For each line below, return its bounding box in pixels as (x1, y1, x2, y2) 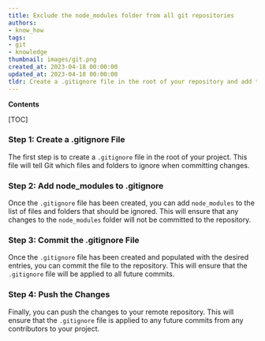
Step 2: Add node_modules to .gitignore (8, 180, 164, 191)
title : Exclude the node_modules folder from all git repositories (8, 11, 235, 20)
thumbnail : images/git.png (8, 56, 97, 64)
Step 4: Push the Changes (8, 289, 110, 300)
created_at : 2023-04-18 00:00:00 (8, 63, 118, 71)
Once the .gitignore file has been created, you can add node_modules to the (8, 198, 255, 208)
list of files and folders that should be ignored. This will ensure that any (8, 207, 239, 216)
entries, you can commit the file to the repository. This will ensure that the (8, 261, 248, 271)
